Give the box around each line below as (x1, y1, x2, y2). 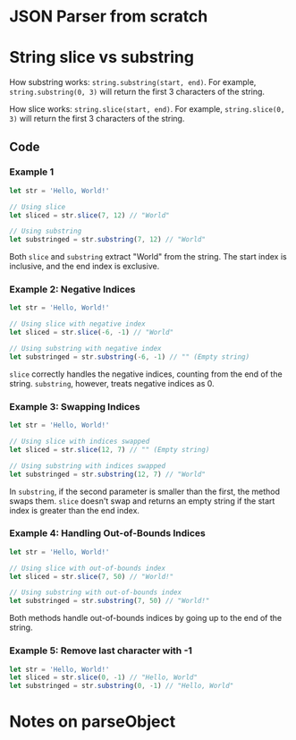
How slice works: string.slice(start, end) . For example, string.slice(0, (9, 104, 285, 115)
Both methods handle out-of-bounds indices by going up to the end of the (9, 613, 283, 624)
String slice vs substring (9, 47, 195, 68)
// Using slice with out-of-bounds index (9, 564, 166, 573)
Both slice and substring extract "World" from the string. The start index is (9, 251, 288, 262)
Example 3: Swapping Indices (9, 400, 140, 413)
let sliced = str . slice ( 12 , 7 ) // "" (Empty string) (9, 445, 210, 454)
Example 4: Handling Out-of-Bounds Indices (9, 527, 206, 540)
